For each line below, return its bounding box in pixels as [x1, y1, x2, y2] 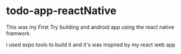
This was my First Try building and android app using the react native [6, 23, 175, 31]
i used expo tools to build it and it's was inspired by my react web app [6, 41, 176, 48]
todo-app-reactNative [6, 4, 117, 18]
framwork [6, 29, 30, 36]
